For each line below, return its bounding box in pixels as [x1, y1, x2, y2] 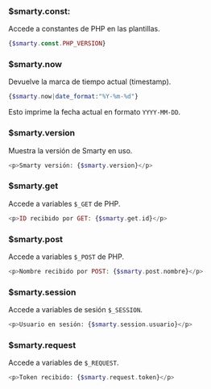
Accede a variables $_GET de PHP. [8, 199, 121, 208]
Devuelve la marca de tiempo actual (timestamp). [8, 77, 172, 86]
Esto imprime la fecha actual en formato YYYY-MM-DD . [8, 107, 181, 117]
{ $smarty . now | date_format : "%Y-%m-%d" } [8, 93, 139, 101]
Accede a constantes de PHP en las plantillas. [8, 24, 161, 34]
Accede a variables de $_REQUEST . [8, 358, 119, 368]
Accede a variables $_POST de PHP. [8, 252, 125, 261]
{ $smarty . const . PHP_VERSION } [8, 40, 106, 48]
